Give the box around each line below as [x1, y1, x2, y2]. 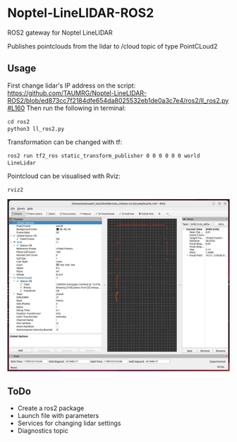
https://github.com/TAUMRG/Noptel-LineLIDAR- [7, 88, 147, 97]
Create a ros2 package [17, 404, 85, 412]
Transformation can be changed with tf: [7, 138, 123, 146]
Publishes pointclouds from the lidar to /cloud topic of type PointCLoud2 [7, 42, 218, 50]
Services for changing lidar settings [17, 419, 121, 428]
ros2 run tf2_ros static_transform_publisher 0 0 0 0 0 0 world [7, 152, 200, 160]
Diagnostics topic [17, 426, 68, 435]
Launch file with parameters [17, 412, 99, 420]
